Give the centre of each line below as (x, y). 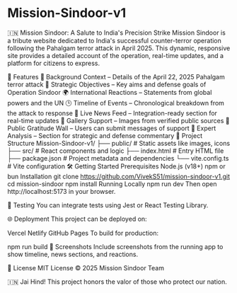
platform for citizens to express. (54, 63)
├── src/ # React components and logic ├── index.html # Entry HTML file (116, 151)
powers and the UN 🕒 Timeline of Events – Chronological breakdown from (116, 103)
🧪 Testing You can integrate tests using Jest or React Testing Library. (108, 205)
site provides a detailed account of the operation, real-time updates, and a (116, 55)
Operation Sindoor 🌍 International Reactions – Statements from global (110, 92)
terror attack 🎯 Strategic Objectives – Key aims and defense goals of (107, 84)
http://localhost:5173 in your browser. (62, 191)
